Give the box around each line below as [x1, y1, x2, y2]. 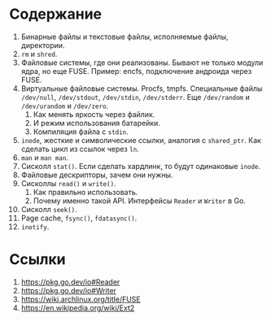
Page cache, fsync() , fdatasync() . [20, 213, 138, 223]
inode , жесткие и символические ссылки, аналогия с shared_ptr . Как [20, 135, 261, 145]
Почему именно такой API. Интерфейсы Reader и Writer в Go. [33, 196, 247, 206]
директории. [20, 40, 65, 50]
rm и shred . [20, 49, 58, 59]
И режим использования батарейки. [33, 118, 161, 128]
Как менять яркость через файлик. [33, 109, 155, 119]
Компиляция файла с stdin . [33, 127, 129, 137]
